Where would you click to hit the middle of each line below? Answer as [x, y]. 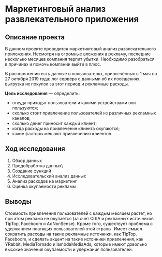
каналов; [21, 118]
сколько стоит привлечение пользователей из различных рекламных [84, 113]
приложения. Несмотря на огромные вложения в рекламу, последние [78, 54]
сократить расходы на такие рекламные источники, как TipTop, [71, 234]
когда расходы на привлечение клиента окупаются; [66, 128]
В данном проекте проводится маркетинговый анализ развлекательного [81, 49]
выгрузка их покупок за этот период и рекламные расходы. [67, 84]
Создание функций [32, 171]
